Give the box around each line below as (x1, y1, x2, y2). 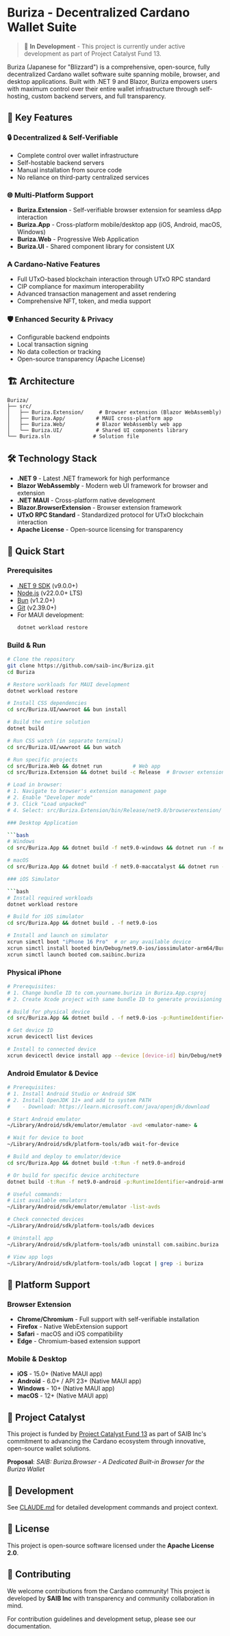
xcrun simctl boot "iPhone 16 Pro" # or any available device (7, 939, 192, 945)
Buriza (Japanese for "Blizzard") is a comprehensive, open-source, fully (7, 63, 210, 71)
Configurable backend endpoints (16, 333, 110, 341)
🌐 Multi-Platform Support (7, 190, 94, 200)
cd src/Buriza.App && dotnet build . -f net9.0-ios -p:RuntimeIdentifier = (7, 1015, 225, 1022)
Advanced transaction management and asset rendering (16, 290, 177, 298)
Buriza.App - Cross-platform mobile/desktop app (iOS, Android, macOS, (16, 220, 222, 228)
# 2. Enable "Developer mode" (7, 794, 94, 801)
